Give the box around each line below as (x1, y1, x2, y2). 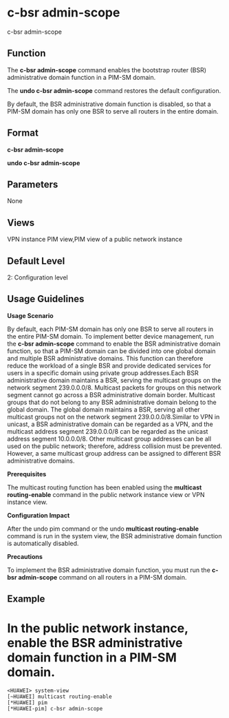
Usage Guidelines (7, 293, 85, 305)
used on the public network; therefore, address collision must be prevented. (7, 442, 222, 450)
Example (7, 593, 45, 605)
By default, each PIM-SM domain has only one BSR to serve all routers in (7, 325, 214, 333)
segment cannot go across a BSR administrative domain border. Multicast (7, 390, 215, 399)
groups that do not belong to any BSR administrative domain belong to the (7, 398, 217, 406)
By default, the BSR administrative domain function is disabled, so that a (7, 100, 211, 108)
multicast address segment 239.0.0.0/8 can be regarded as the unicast (7, 427, 208, 435)
